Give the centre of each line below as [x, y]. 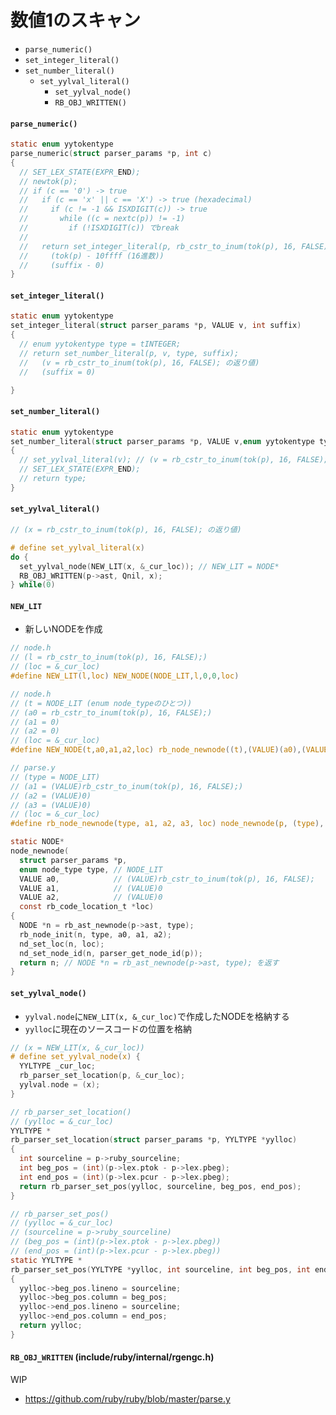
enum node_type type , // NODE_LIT [91, 869]
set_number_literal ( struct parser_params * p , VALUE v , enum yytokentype [162, 441]
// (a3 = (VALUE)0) [51, 805]
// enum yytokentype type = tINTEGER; [100, 344]
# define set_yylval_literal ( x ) [77, 547]
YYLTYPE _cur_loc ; [58, 1066]
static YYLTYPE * [46, 1260]
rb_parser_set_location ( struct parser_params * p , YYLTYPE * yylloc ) [154, 1140]
